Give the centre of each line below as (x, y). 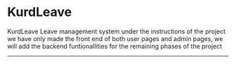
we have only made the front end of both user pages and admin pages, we (115, 38)
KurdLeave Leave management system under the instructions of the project (117, 31)
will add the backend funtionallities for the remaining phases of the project (115, 46)
